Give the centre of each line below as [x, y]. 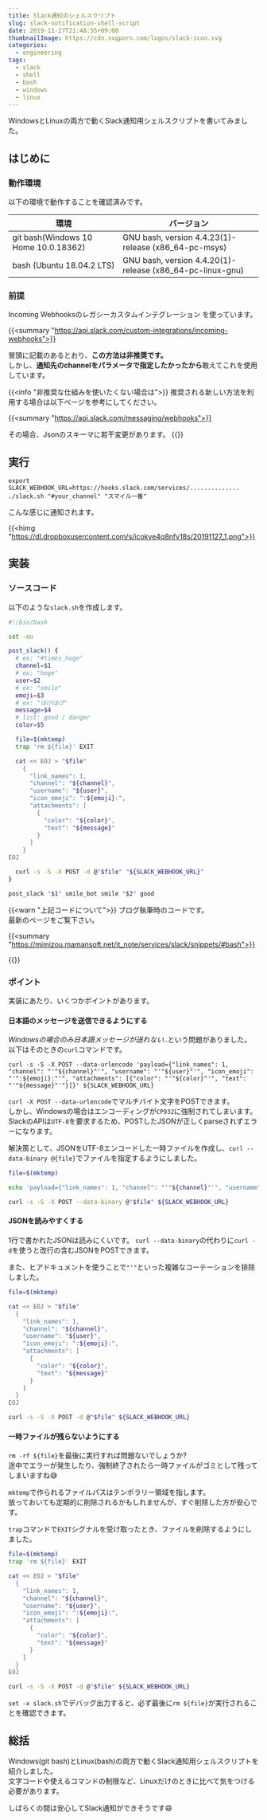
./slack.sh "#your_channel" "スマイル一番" [77, 496]
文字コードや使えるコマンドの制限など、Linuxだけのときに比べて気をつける [132, 1781]
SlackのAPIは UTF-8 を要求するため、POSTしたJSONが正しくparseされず [126, 1121]
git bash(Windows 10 [52, 237]
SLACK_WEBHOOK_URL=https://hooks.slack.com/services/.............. [124, 488]
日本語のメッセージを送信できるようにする [78, 1020]
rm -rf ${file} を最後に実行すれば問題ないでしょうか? [97, 1456]
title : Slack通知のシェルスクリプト [62, 16]
